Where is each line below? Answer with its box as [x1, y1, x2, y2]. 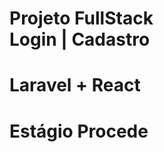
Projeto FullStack [9, 7, 154, 30]
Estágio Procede [9, 120, 149, 142]
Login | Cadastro [9, 28, 151, 51]
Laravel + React [9, 74, 141, 97]
